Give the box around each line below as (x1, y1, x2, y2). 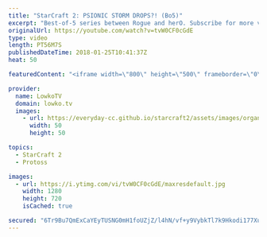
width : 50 (29, 122, 62, 130)
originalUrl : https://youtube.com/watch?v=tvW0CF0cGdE (8, 26, 194, 34)
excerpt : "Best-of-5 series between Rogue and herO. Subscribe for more (8, 19, 254, 27)
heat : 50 (8, 56, 37, 64)
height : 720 (22, 195, 62, 203)
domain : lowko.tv (15, 99, 73, 107)
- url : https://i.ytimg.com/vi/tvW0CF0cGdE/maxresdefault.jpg (15, 180, 226, 188)
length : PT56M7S (8, 41, 62, 49)
